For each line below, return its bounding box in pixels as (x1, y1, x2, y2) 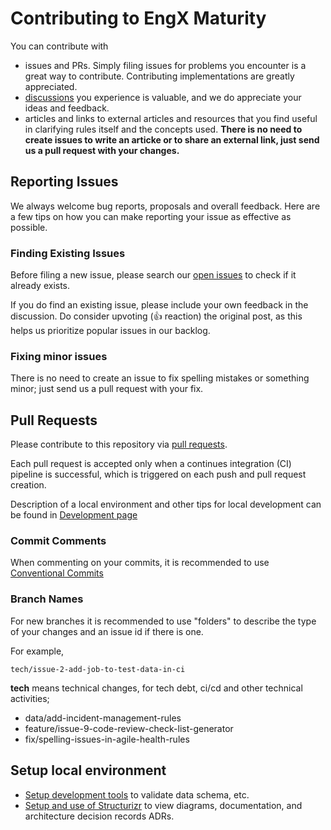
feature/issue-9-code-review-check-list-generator (24, 722, 234, 734)
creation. (10, 479, 47, 491)
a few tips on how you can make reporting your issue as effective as (10, 210, 292, 222)
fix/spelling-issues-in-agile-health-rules (24, 733, 190, 745)
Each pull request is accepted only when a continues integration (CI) (10, 458, 292, 470)
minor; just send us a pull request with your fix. (10, 383, 204, 395)
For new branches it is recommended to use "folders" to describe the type (10, 615, 317, 627)
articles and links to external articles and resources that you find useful (24, 112, 318, 124)
